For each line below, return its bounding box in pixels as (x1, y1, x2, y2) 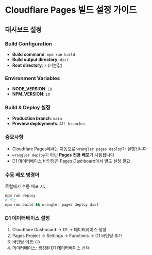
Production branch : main (12, 116, 62, 121)
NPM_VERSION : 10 (12, 91, 50, 97)
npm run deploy (5, 193, 36, 198)
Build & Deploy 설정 (5, 104, 51, 111)
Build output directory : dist (12, 57, 69, 62)
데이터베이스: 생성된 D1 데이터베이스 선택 (12, 245, 90, 251)
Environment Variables (5, 75, 60, 81)
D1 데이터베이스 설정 (5, 215, 50, 221)
